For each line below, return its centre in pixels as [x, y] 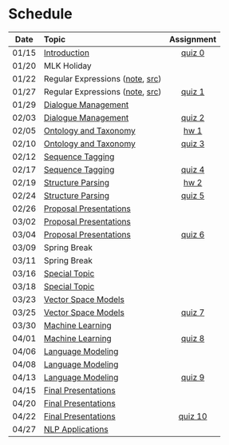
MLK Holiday [67, 66]
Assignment [193, 39]
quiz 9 [193, 377]
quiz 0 [193, 53]
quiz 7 [193, 312]
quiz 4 [193, 169]
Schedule [41, 14]
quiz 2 [193, 117]
